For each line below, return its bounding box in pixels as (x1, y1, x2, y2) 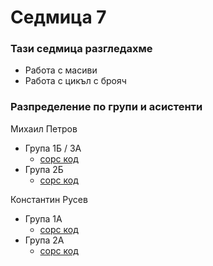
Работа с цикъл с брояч (24, 75, 127, 87)
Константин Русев (10, 193, 88, 205)
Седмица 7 (10, 6, 107, 29)
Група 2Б (24, 163, 64, 175)
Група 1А (24, 212, 63, 225)
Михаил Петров (10, 122, 78, 135)
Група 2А (24, 234, 65, 246)
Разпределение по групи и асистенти (10, 100, 203, 114)
